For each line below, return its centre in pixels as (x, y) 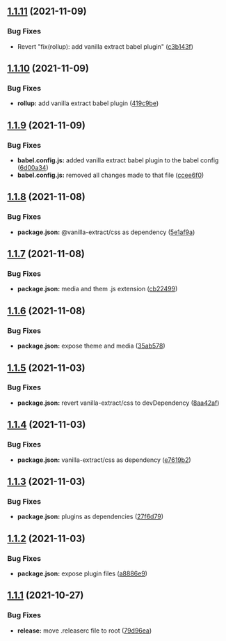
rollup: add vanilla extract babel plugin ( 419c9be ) (88, 103)
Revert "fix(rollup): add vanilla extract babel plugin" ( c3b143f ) (105, 46)
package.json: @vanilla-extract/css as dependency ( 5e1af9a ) (106, 232)
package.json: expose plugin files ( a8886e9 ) (82, 573)
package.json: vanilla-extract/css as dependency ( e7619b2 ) (104, 460)
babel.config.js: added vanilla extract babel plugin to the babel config (118, 160)
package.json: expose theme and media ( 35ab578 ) (91, 346)
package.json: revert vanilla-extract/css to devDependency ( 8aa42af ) (118, 403)
